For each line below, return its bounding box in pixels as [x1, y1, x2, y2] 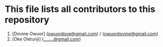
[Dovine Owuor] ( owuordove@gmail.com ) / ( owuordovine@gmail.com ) [12, 30, 158, 36]
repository [5, 14, 50, 25]
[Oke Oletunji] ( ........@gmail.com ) [12, 36, 81, 42]
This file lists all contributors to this [5, 3, 155, 15]
